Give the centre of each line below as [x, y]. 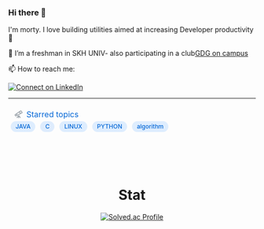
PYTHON [110, 126]
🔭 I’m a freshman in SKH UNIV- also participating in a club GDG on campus [128, 54]
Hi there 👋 [27, 13]
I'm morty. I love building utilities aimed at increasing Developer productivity [131, 30]
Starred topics [53, 115]
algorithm [150, 126]
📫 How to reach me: [42, 69]
